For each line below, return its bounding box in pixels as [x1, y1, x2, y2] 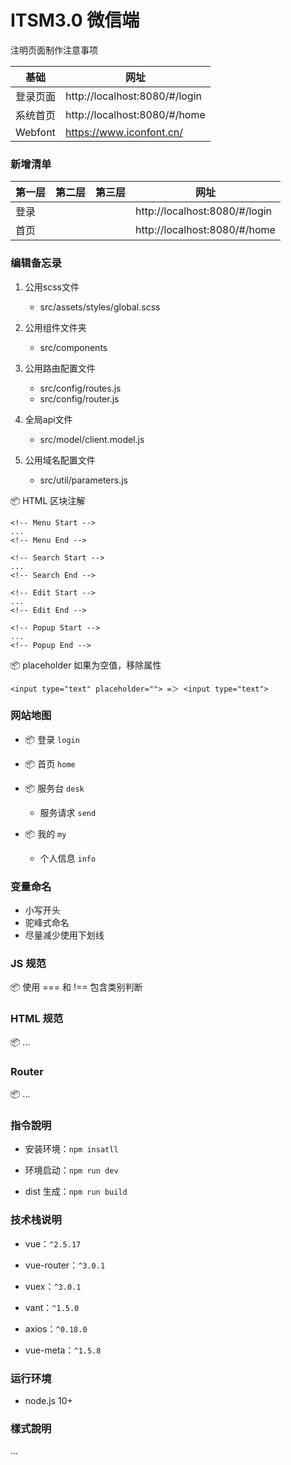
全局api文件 [24, 413, 73, 425]
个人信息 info [39, 852, 97, 864]
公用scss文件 [24, 281, 80, 293]
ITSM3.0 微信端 [10, 9, 140, 32]
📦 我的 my [24, 827, 67, 840]
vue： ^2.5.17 [24, 1237, 82, 1250]
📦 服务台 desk [24, 782, 85, 794]
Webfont [15, 125, 56, 139]
